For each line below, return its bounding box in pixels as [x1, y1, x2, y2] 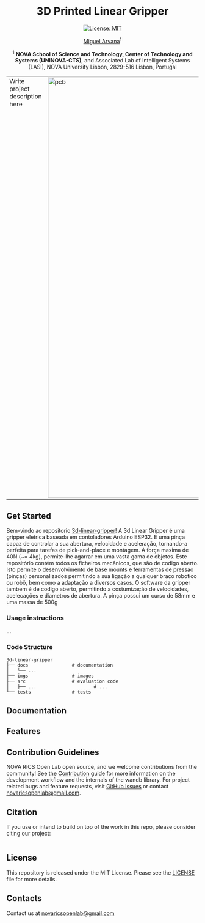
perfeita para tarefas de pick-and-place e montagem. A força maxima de [6, 546, 189, 554]
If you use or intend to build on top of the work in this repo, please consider [6, 823, 196, 831]
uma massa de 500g [6, 598, 58, 606]
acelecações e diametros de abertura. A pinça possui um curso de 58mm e [6, 592, 195, 599]
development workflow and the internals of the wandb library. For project [6, 776, 190, 784]
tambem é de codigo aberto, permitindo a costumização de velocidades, [6, 585, 189, 593]
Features [6, 726, 41, 736]
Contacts [6, 893, 43, 903]
